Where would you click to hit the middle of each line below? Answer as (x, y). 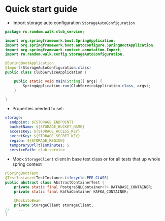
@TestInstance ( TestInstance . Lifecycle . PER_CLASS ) (57, 178)
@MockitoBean (27, 200)
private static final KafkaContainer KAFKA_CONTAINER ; (71, 191)
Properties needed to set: (38, 109)
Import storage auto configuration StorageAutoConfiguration (74, 23)
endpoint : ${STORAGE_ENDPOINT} (42, 122)
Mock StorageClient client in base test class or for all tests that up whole (86, 159)
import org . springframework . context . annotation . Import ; (64, 50)
